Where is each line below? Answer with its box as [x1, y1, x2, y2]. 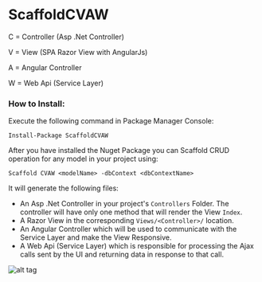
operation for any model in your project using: [8, 154, 158, 164]
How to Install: [8, 98, 65, 109]
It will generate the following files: [8, 183, 119, 193]
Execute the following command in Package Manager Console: [8, 116, 214, 126]
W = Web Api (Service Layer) [8, 78, 104, 88]
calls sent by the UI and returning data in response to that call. [19, 249, 225, 260]
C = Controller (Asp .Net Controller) [8, 32, 125, 41]
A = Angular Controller [8, 62, 82, 72]
